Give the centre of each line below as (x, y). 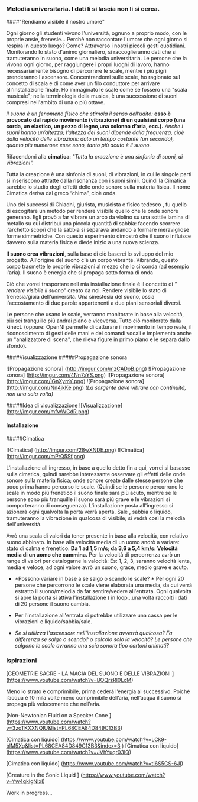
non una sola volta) (30, 394)
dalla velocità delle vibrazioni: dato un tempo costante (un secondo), (90, 139)
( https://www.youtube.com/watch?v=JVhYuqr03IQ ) (69, 752)
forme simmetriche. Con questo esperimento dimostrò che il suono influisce (99, 236)
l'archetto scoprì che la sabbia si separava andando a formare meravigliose (98, 230)
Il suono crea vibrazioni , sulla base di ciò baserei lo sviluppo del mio (90, 254)
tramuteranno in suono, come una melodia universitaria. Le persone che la (97, 59)
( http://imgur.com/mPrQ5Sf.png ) (46, 456)
